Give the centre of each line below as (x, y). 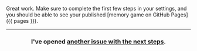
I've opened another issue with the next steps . (98, 42)
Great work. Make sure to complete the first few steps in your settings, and (96, 8)
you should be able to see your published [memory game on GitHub (88, 15)
